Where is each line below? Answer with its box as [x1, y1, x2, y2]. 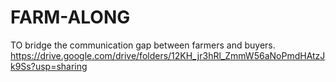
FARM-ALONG [10, 6, 131, 29]
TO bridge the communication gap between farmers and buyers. [10, 39, 276, 51]
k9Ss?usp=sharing [10, 60, 88, 72]
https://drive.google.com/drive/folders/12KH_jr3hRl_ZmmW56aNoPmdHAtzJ [10, 49, 326, 61]
